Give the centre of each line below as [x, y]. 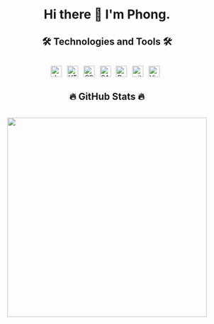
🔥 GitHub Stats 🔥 [107, 97]
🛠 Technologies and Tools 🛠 [107, 41]
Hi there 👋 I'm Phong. [107, 15]
